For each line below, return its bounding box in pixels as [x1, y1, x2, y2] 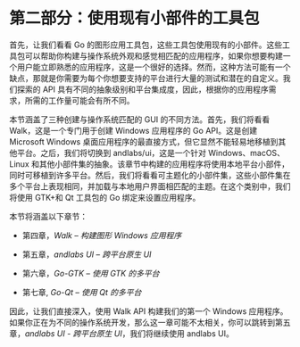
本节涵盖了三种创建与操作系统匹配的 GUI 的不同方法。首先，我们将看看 [9, 113, 271, 125]
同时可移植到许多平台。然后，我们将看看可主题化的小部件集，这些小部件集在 [9, 169, 291, 180]
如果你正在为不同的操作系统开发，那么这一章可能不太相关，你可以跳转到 [9, 317, 275, 327]
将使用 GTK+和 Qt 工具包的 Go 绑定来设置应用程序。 [9, 192, 201, 202]
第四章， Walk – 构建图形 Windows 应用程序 [21, 229, 182, 241]
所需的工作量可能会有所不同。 [24, 95, 135, 105]
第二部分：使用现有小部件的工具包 [9, 8, 261, 29]
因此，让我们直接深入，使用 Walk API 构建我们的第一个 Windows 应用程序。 [9, 305, 288, 317]
